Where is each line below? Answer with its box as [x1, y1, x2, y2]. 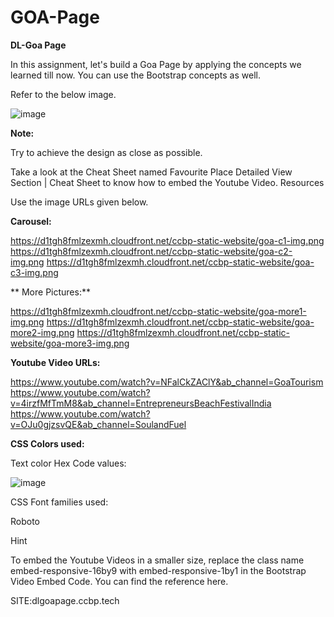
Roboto [10, 515, 41, 527]
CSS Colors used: [10, 437, 85, 450]
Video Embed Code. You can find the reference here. [10, 575, 229, 587]
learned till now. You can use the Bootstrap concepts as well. [10, 69, 261, 81]
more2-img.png [10, 326, 75, 338]
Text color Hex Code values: [10, 457, 127, 469]
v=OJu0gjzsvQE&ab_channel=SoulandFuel [10, 418, 187, 430]
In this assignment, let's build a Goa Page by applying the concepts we [10, 58, 302, 70]
